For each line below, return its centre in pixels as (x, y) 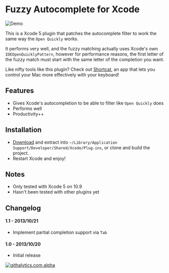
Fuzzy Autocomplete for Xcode (73, 9)
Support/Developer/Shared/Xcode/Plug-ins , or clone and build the (81, 147)
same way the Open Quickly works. (42, 39)
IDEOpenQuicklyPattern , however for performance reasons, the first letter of (84, 54)
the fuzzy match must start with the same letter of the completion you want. (85, 59)
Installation (23, 130)
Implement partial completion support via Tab (60, 232)
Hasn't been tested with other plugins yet (56, 192)
